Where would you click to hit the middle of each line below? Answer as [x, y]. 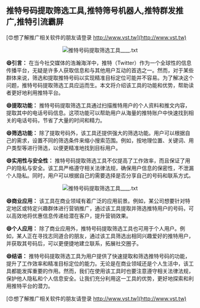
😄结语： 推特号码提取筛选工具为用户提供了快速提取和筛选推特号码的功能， [98, 256]
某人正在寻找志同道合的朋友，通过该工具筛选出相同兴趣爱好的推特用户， [105, 236]
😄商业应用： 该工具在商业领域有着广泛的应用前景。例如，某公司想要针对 [96, 201]
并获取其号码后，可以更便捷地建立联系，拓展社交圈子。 [74, 243]
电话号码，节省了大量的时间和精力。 [61, 120]
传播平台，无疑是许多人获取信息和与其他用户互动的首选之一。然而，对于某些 [100, 70]
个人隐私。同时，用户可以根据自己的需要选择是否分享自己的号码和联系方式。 [100, 175]
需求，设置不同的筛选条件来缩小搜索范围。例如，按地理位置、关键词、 [102, 140]
